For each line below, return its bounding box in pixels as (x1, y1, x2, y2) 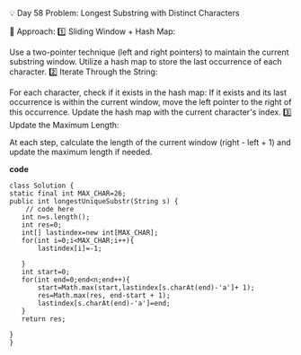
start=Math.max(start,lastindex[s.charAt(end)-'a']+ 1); (37, 283, 255, 292)
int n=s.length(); (21, 212, 91, 221)
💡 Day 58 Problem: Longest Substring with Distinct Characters (9, 8, 240, 18)
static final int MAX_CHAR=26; (9, 189, 127, 198)
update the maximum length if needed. (9, 147, 153, 157)
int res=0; (21, 221, 63, 229)
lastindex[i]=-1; (37, 244, 102, 253)
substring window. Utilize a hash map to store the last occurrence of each (9, 56, 282, 66)
